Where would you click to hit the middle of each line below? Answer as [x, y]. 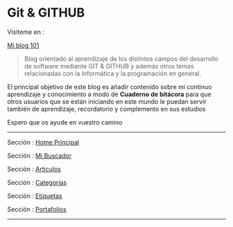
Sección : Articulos [34, 169]
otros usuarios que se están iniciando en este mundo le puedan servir [107, 101]
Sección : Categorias [37, 182]
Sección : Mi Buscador [40, 155]
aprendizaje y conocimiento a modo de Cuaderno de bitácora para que [109, 94]
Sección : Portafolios [37, 209]
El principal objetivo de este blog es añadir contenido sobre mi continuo [110, 87]
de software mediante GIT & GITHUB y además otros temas [109, 66]
